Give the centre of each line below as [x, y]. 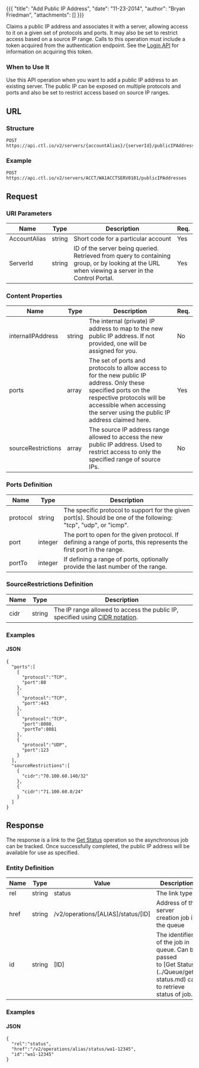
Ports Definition [29, 485]
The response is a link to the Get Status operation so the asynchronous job [97, 840]
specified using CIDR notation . [96, 617]
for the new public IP [117, 376]
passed [166, 957]
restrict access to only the [125, 452]
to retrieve [170, 987]
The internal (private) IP [122, 322]
